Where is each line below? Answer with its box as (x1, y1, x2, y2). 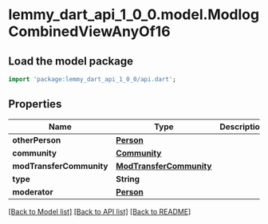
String (115, 173, 140, 184)
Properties (8, 97, 62, 111)
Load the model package (8, 54, 134, 68)
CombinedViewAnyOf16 (8, 22, 171, 41)
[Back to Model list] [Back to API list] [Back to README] (8, 206, 191, 216)
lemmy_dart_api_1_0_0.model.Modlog (8, 6, 260, 24)
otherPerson (12, 134, 61, 145)
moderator (12, 186, 53, 197)
